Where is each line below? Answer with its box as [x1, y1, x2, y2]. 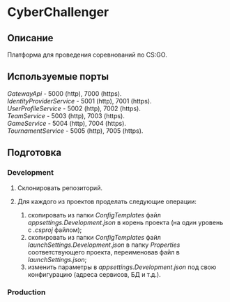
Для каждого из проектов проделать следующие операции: [17, 197, 197, 206]
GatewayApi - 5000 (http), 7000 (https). [7, 89, 122, 98]
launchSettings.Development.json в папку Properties [27, 240, 181, 249]
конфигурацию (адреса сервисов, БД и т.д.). [27, 270, 162, 278]
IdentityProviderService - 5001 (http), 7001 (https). [7, 96, 152, 105]
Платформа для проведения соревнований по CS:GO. [7, 50, 167, 59]
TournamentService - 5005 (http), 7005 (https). [7, 127, 144, 135]
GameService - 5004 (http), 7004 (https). [7, 119, 127, 127]
